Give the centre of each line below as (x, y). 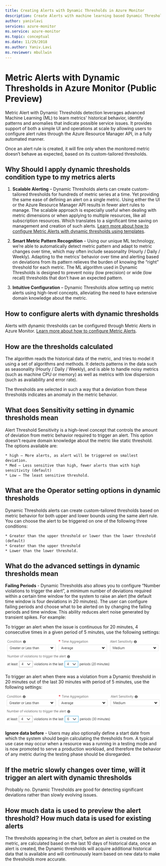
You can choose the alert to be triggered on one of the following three (76, 521)
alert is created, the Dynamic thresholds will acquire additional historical (78, 848)
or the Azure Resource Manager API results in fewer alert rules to (78, 205)
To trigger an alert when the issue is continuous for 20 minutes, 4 (72, 627)
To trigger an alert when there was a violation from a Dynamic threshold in (81, 676)
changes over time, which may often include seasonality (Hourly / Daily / (86, 251)
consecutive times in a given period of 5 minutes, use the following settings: (83, 632)
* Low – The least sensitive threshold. (47, 475)
